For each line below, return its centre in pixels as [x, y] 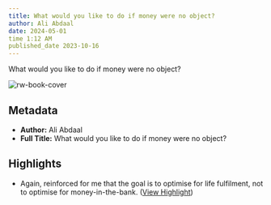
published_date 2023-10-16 [54, 46]
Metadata [33, 110]
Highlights [35, 164]
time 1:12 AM [30, 38]
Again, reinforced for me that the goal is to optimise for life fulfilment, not [142, 183]
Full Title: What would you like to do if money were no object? [123, 138]
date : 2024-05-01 [38, 31]
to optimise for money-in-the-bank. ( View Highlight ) [107, 192]
